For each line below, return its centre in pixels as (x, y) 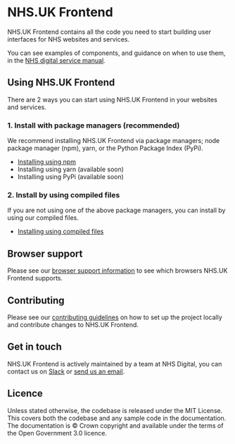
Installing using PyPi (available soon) (71, 177)
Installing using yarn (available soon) (71, 169)
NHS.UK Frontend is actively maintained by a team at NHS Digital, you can (115, 364)
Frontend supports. (35, 278)
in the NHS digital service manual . (56, 60)
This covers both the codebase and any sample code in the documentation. (117, 418)
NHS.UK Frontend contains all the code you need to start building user (109, 32)
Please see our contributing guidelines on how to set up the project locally (115, 317)
